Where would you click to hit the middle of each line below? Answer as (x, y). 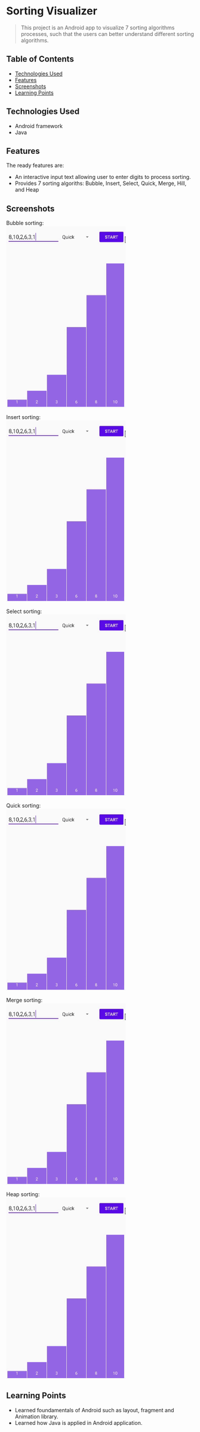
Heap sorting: (23, 1194)
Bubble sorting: (25, 223)
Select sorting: (24, 611)
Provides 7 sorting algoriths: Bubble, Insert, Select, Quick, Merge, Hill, (101, 183)
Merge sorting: (24, 1000)
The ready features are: (35, 165)
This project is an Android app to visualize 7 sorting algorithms (98, 28)
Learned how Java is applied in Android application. (79, 1422)
